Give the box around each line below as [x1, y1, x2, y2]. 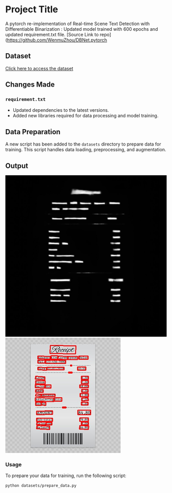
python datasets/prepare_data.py [5, 483, 77, 488]
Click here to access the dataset [5, 65, 73, 71]
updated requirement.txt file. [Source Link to [5, 31, 99, 37]
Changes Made [5, 80, 55, 89]
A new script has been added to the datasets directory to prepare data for [5, 141, 161, 147]
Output [5, 161, 28, 170]
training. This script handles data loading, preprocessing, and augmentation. [5, 147, 166, 153]
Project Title [5, 4, 58, 15]
